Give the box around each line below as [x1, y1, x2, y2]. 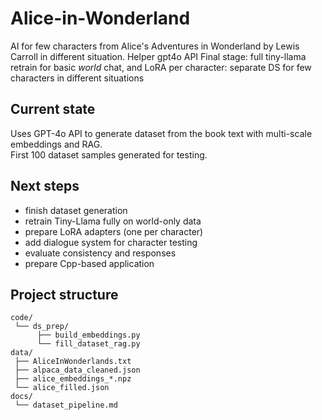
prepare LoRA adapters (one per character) [24, 225, 204, 237]
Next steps [10, 178, 80, 195]
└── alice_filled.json [14, 383, 110, 393]
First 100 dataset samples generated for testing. [10, 148, 208, 161]
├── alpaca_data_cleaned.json [14, 365, 141, 376]
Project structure [10, 286, 119, 303]
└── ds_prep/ [14, 322, 70, 332]
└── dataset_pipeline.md [14, 400, 118, 411]
